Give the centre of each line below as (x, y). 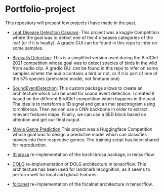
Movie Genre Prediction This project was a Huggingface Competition (82, 129)
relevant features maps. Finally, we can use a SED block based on (79, 114)
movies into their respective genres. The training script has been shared (85, 140)
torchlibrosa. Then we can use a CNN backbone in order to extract (80, 109)
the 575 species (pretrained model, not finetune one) (66, 78)
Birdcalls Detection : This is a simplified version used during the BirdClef (85, 57)
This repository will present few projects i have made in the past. (71, 23)
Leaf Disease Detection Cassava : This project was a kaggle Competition (86, 32)
